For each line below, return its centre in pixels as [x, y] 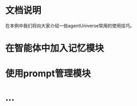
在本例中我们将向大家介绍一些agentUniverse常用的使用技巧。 [70, 26]
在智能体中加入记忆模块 [55, 48]
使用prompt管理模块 [48, 73]
